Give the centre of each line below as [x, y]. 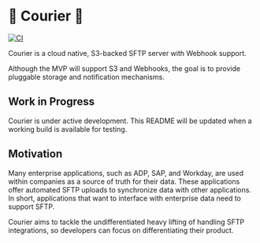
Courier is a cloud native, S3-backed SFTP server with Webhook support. [127, 53]
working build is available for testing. [68, 129]
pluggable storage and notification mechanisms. [87, 77]
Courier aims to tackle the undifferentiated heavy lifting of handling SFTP [126, 222]
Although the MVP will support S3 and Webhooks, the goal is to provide [124, 68]
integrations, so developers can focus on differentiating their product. [121, 230]
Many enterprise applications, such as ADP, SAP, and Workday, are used [126, 173]
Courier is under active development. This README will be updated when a [130, 121]
